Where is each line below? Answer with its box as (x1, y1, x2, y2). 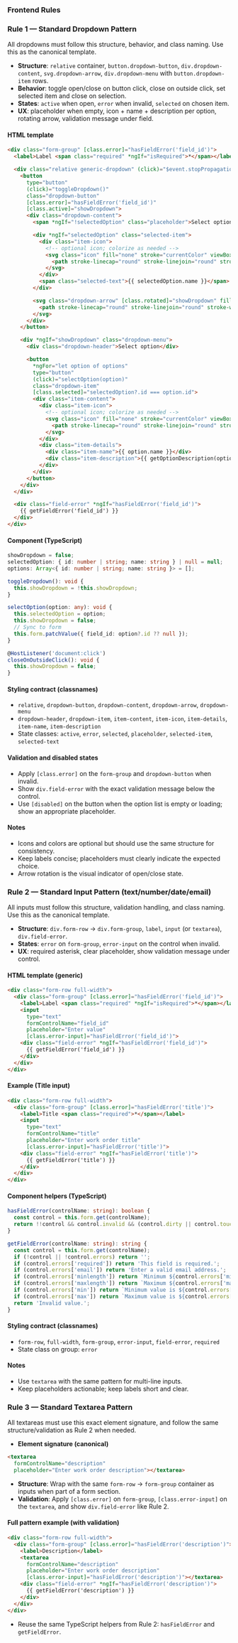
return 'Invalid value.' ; (13, 1299, 91, 1307)
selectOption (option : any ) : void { (7, 604, 113, 611)
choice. (17, 861, 40, 870)
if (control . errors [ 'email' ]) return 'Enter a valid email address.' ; (13, 1266, 227, 1273)
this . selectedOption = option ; (13, 610, 106, 618)
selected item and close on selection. (17, 92, 127, 100)
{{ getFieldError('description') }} (25, 1587, 135, 1595)
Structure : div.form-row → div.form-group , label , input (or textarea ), (17, 925, 222, 933)
